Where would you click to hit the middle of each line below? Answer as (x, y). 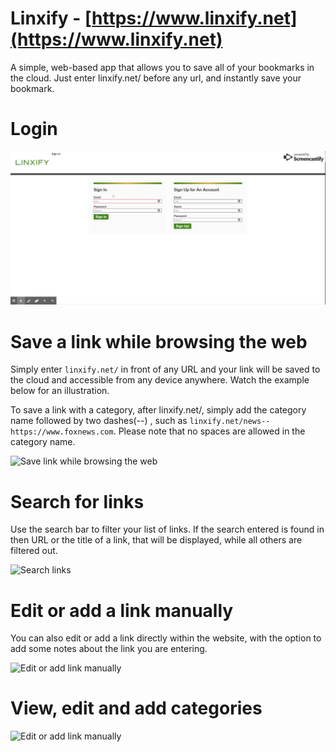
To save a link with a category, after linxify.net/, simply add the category (158, 410)
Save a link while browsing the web (159, 341)
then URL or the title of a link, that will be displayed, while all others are (156, 540)
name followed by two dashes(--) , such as (99, 421)
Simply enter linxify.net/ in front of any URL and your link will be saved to (165, 369)
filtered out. (34, 551)
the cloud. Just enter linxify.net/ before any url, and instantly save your (156, 78)
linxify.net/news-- (230, 422)
